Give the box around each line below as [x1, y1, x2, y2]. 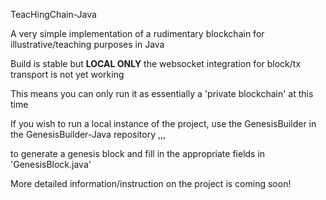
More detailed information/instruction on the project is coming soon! [10, 178, 292, 189]
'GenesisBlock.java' [10, 159, 92, 170]
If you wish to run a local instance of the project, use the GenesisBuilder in [10, 118, 317, 129]
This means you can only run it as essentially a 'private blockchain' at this [10, 88, 314, 99]
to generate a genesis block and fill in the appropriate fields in [10, 148, 266, 159]
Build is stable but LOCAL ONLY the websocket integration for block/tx [10, 58, 302, 69]
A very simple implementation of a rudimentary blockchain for [10, 28, 265, 39]
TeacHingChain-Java [10, 9, 97, 20]
